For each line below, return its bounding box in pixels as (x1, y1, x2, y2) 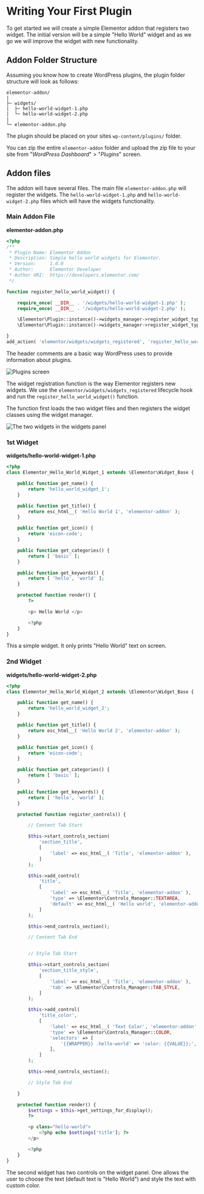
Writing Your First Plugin (6, 4, 132, 18)
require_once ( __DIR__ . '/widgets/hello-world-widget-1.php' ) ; (17, 300, 186, 306)
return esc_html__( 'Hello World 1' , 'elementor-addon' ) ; (28, 508, 181, 514)
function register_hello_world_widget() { (6, 288, 115, 295)
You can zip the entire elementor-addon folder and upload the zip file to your (6, 144, 195, 151)
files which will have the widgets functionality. (40, 197, 155, 205)
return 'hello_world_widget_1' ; (28, 486, 110, 492)
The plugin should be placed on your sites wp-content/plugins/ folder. (6, 132, 182, 140)
